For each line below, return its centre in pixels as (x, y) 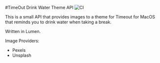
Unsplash (22, 55)
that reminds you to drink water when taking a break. (58, 22)
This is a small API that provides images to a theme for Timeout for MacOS (80, 17)
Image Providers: (22, 41)
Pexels (19, 50)
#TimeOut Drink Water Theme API (39, 8)
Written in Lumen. (23, 31)
